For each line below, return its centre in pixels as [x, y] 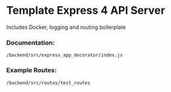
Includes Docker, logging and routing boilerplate [66, 27]
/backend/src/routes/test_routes [48, 83]
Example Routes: [32, 70]
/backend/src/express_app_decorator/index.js [64, 55]
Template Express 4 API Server [86, 11]
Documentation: [31, 43]
